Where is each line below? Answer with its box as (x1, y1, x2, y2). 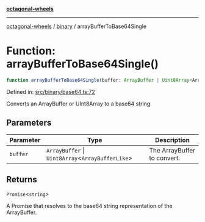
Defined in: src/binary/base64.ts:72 (6, 88, 96, 95)
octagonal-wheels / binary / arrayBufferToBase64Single (6, 23, 147, 30)
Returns (6, 174, 38, 185)
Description (154, 135, 190, 144)
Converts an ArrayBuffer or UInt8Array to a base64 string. (6, 100, 153, 107)
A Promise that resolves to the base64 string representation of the (6, 202, 173, 210)
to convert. (149, 154, 181, 162)
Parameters (6, 118, 52, 128)
